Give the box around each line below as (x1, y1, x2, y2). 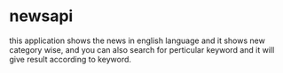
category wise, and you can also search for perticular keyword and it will (9, 44, 275, 55)
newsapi (9, 6, 74, 26)
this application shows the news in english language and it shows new (9, 35, 266, 46)
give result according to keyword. (9, 54, 131, 64)
